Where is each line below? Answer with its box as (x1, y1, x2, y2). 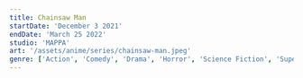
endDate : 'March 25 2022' (9, 30, 106, 39)
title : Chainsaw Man (9, 13, 87, 22)
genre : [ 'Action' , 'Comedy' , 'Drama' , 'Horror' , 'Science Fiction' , (9, 55, 272, 64)
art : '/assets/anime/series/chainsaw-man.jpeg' (9, 47, 192, 56)
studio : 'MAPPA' (9, 38, 70, 48)
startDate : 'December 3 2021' (9, 22, 124, 30)
